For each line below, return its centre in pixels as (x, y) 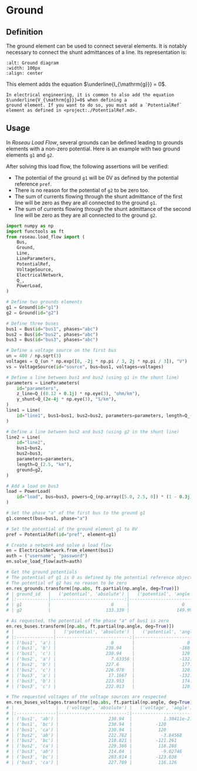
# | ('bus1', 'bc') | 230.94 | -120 (86, 724)
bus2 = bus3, (30, 454)
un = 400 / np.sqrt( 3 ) (34, 356)
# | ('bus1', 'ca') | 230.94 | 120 (86, 730)
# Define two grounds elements (44, 302)
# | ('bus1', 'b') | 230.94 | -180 (98, 648)
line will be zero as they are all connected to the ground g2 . (86, 215)
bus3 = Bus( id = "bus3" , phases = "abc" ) (52, 340)
